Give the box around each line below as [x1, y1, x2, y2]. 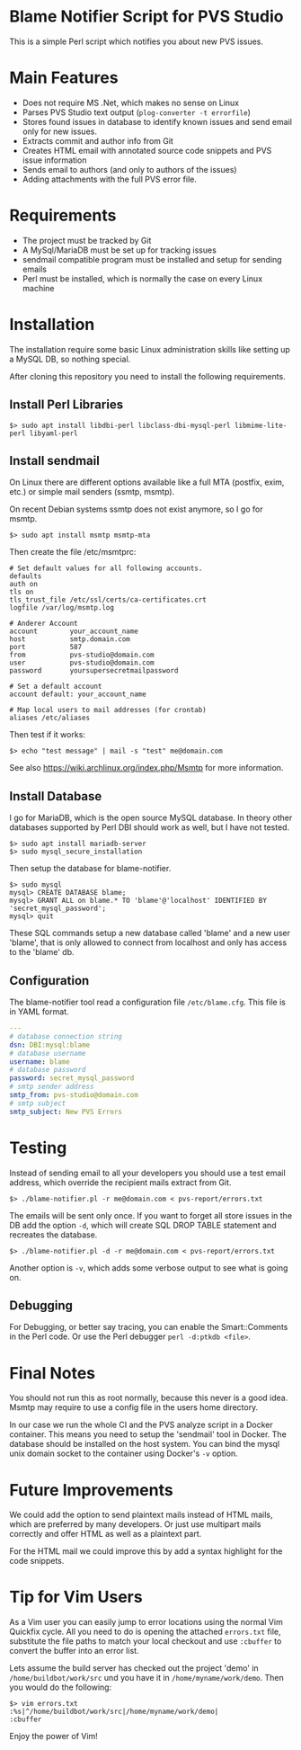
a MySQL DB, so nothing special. [9, 353, 131, 364]
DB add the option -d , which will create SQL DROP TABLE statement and [9, 1219, 277, 1230]
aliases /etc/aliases [9, 713, 91, 723]
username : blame [9, 1057, 70, 1067]
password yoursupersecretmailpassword [9, 666, 179, 675]
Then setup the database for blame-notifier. [9, 863, 172, 874]
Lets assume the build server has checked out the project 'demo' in [9, 1663, 259, 1674]
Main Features [9, 67, 119, 88]
